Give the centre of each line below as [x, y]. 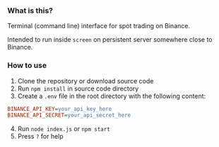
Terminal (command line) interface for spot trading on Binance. [99, 26]
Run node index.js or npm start [64, 129]
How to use [27, 66]
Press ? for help [40, 136]
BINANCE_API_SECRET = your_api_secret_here [69, 115]
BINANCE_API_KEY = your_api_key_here [60, 109]
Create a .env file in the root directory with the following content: [112, 96]
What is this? [30, 11]
